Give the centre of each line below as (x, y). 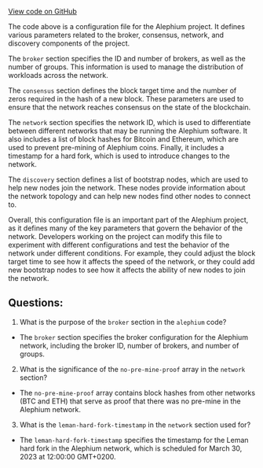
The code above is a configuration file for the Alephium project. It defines (127, 26)
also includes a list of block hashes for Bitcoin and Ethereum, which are (124, 139)
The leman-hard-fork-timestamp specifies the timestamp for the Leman (134, 440)
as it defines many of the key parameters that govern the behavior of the (126, 228)
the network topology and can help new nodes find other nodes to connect (130, 196)
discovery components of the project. (69, 43)
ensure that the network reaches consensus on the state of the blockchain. (130, 107)
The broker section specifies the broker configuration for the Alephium (134, 337)
